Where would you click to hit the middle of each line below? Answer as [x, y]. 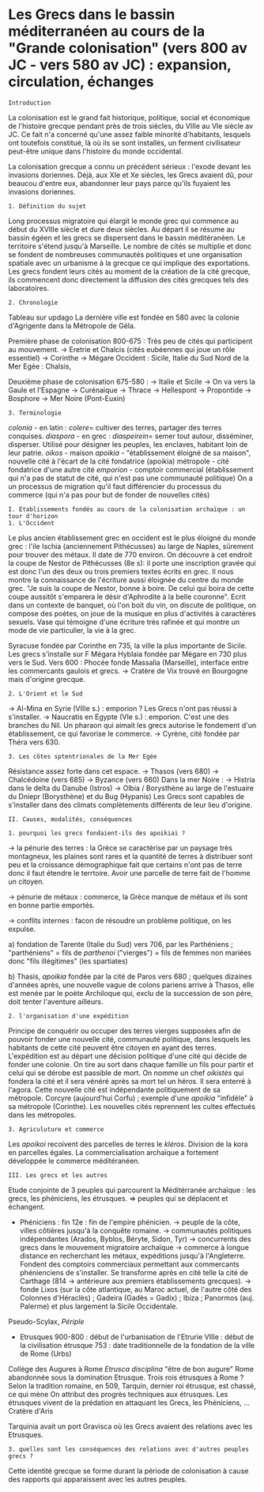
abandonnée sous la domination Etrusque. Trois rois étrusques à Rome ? [126, 1377]
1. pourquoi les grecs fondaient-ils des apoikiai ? [97, 833]
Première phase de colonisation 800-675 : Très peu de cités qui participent [130, 341]
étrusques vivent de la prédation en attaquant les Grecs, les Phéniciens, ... [129, 1403]
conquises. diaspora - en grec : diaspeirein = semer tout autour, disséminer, [131, 436]
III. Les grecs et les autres [58, 1175]
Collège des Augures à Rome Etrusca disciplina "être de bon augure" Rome [131, 1369]
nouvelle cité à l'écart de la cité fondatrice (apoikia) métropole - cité [119, 461]
